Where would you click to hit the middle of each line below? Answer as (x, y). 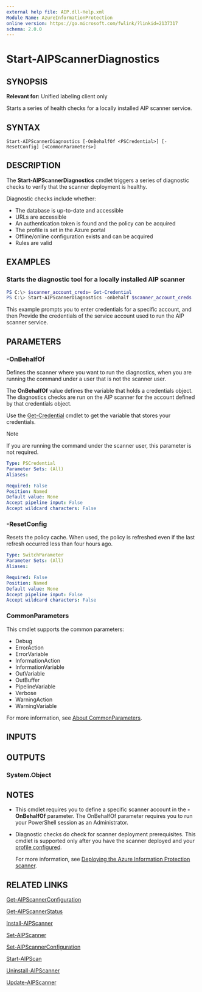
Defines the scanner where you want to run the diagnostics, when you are (99, 372)
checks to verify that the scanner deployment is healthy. (77, 186)
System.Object (29, 775)
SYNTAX (23, 127)
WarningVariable (36, 706)
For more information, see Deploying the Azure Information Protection (103, 859)
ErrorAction (30, 647)
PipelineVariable (35, 686)
